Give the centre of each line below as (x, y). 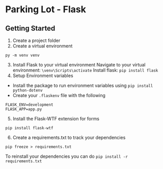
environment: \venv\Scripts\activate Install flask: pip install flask (85, 70)
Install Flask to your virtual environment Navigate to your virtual (79, 65)
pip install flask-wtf (29, 128)
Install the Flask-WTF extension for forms (56, 119)
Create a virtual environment (43, 46)
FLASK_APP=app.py (24, 109)
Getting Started (30, 28)
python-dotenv (28, 90)
